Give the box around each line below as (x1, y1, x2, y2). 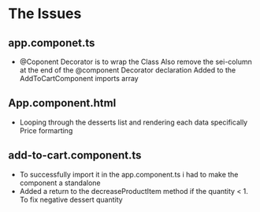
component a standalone (19, 178, 101, 188)
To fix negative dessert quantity (19, 195, 124, 204)
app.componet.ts (8, 36, 95, 50)
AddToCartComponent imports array (19, 74, 139, 83)
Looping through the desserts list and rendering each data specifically (19, 117, 248, 127)
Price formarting (19, 125, 73, 135)
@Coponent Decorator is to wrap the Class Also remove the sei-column (19, 57, 252, 66)
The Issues (8, 5, 82, 23)
